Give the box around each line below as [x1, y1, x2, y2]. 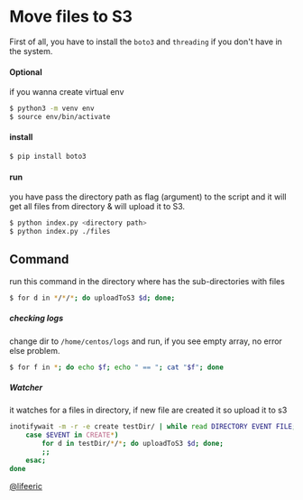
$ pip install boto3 [9, 152, 87, 162]
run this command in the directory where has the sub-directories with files [9, 275, 286, 286]
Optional [9, 66, 42, 78]
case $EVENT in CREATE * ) [25, 431, 119, 440]
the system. [9, 45, 53, 56]
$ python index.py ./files [9, 227, 111, 236]
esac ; [25, 456, 47, 465]
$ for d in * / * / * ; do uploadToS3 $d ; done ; [9, 293, 176, 302]
